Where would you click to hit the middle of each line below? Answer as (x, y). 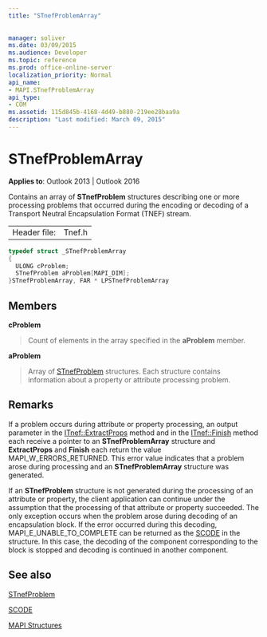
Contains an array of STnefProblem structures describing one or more (124, 196)
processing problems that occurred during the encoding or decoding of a (128, 205)
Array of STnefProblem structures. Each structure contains (124, 371)
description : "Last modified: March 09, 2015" (87, 120)
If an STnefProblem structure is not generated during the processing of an (131, 490)
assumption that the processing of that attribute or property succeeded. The (133, 507)
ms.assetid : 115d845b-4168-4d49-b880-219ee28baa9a (94, 113)
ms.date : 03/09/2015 (43, 45)
